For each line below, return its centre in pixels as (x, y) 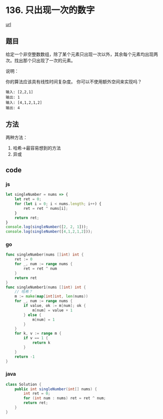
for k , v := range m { (38, 334)
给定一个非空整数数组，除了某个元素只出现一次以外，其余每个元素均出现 (80, 54)
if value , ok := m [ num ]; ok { (55, 306)
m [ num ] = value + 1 (52, 310)
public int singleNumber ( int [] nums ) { (56, 389)
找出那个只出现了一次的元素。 (45, 60)
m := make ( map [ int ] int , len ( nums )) (51, 296)
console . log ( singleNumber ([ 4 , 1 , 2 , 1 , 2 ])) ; (49, 232)
